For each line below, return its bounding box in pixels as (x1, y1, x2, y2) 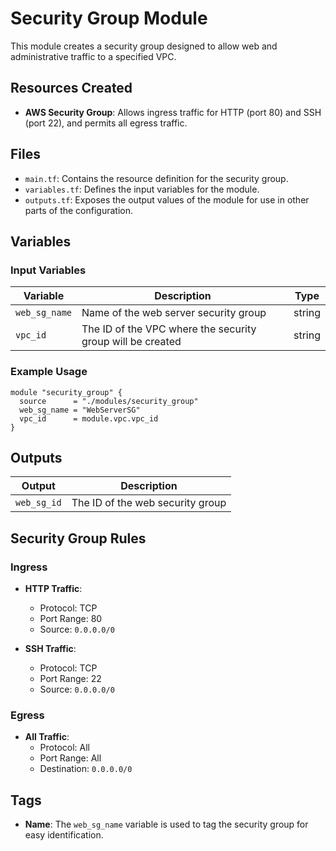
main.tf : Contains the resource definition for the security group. (24, 172, 289, 184)
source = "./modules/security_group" (19, 396, 199, 406)
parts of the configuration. (24, 204, 134, 216)
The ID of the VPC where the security (81, 322, 257, 336)
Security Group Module (10, 7, 208, 30)
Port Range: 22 (39, 673, 102, 685)
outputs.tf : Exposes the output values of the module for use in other (24, 193, 310, 206)
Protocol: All (39, 742, 90, 754)
